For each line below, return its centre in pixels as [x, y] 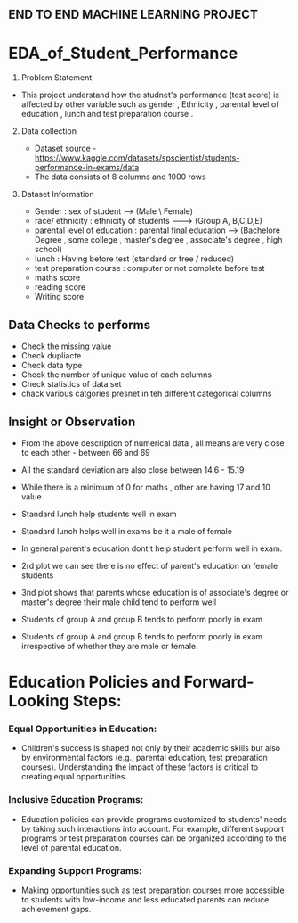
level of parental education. [71, 847]
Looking [39, 701]
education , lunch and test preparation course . [107, 114]
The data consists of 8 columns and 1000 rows [120, 177]
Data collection [49, 131]
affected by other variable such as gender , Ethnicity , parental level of [150, 104]
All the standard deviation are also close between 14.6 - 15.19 [133, 470]
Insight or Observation [72, 421]
